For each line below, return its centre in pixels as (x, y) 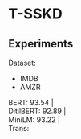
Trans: (19, 128)
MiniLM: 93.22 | (34, 120)
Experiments (41, 44)
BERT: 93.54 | (31, 102)
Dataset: (22, 63)
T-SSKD (35, 14)
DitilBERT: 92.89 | (37, 111)
